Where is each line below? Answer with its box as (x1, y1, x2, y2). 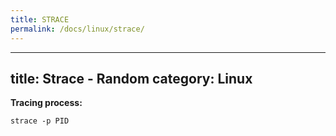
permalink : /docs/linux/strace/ (10, 24, 145, 34)
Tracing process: (10, 97, 83, 109)
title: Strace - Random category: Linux (10, 70, 253, 87)
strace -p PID (10, 116, 70, 126)
